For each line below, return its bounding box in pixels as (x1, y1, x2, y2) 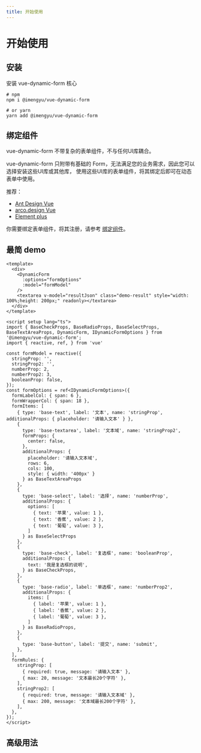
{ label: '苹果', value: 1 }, (32, 601, 107, 607)
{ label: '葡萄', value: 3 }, (32, 614, 107, 620)
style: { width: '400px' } (28, 471, 95, 477)
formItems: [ (11, 403, 44, 409)
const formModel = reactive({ (6, 350, 82, 357)
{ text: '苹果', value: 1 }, (32, 510, 104, 516)
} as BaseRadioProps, (22, 624, 77, 631)
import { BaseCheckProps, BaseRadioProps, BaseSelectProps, (6, 324, 160, 330)
